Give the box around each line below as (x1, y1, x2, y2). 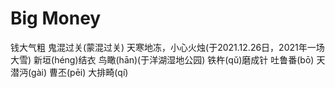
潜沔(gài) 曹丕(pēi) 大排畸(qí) (10, 66, 129, 78)
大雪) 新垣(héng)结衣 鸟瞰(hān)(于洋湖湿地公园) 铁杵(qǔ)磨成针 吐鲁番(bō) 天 (10, 53, 326, 66)
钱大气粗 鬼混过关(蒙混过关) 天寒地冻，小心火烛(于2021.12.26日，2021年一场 (10, 41, 325, 53)
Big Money (10, 7, 102, 30)
